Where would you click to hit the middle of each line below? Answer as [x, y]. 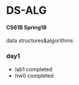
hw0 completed [34, 75]
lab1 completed [34, 69]
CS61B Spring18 [26, 27]
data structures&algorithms [40, 41]
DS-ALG [26, 10]
